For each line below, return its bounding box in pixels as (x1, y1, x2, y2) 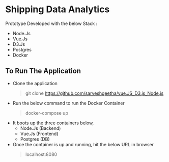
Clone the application (12, 80, 58, 86)
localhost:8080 (25, 151, 58, 157)
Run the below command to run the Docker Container (12, 100, 125, 106)
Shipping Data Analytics (5, 4, 110, 15)
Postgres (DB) (20, 136, 50, 142)
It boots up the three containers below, (12, 120, 94, 126)
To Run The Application (5, 67, 81, 75)
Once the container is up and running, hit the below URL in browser (12, 141, 154, 147)
